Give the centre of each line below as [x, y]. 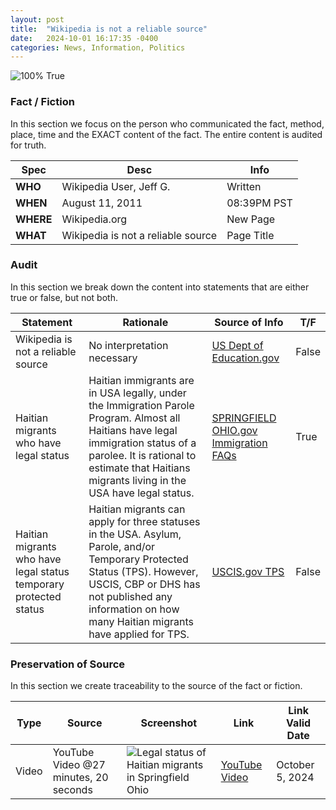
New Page [251, 219]
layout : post [37, 19]
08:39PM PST [259, 203]
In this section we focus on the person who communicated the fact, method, [167, 123]
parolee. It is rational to [142, 455]
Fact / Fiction [42, 102]
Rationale [145, 322]
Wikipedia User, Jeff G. [116, 186]
